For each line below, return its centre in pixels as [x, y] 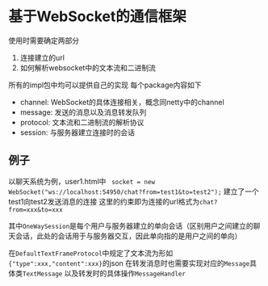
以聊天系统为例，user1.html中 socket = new [82, 181]
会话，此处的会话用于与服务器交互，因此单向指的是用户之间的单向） [128, 236]
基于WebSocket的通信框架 [98, 17]
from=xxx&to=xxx [36, 210]
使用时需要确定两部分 [44, 40]
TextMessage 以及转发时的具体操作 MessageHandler [104, 273]
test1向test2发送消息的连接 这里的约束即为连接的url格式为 [104, 201]
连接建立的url [42, 57]
